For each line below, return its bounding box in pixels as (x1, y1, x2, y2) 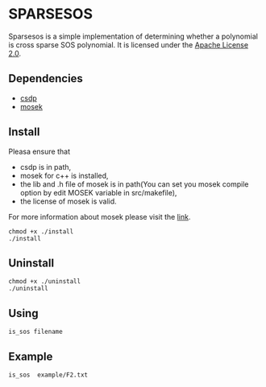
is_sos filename (8, 327, 63, 336)
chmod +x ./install (8, 227, 74, 236)
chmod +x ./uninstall (8, 278, 81, 286)
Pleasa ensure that (8, 146, 71, 156)
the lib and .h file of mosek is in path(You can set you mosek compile (19, 179, 249, 189)
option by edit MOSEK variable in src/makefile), (19, 187, 177, 197)
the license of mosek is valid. (19, 196, 117, 206)
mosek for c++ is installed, (19, 171, 109, 180)
